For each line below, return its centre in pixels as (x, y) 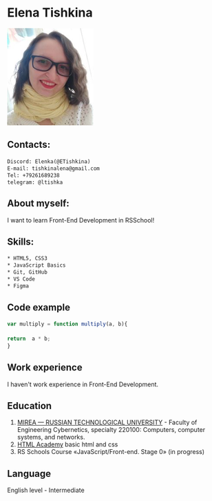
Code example (39, 307)
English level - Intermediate (46, 490)
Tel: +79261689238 (33, 175)
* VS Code (21, 279)
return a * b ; (29, 339)
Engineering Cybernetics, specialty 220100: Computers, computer (111, 430)
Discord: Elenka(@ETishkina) (49, 161)
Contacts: (29, 145)
